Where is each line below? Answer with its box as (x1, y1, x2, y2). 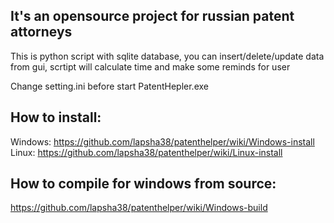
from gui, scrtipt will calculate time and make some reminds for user (10, 60, 291, 73)
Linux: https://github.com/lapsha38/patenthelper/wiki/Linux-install (10, 146, 283, 158)
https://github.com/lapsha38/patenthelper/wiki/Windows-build (10, 202, 268, 214)
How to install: (10, 109, 102, 126)
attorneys (10, 24, 73, 41)
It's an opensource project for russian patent (10, 8, 295, 25)
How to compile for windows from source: (10, 175, 277, 193)
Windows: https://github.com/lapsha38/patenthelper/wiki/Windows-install (10, 135, 315, 148)
